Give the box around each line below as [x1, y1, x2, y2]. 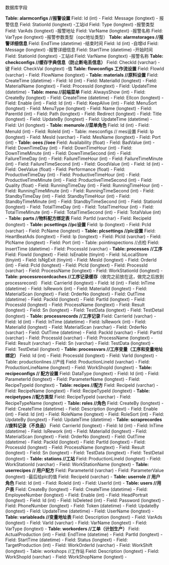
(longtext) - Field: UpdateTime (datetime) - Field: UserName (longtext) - [5, 508, 154, 514]
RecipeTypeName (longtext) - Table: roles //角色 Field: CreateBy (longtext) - [5, 400, 164, 406]
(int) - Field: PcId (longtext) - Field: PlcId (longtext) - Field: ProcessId [5, 262, 148, 268]
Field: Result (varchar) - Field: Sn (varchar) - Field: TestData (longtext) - [5, 340, 154, 346]
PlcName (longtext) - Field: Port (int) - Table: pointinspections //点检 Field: [5, 239, 159, 245]
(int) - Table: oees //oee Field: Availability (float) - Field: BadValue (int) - [5, 139, 155, 145]
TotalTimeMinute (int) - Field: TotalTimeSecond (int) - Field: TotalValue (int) [5, 209, 161, 215]
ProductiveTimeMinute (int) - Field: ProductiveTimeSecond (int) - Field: [5, 177, 152, 183]
